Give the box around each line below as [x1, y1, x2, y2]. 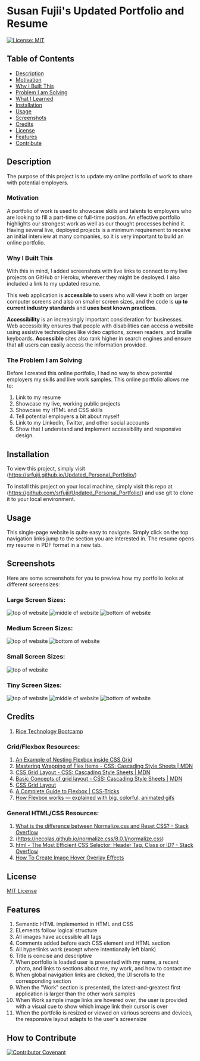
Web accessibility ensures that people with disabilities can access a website [7, 322, 194, 329]
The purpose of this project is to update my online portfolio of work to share [7, 172, 193, 180]
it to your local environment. [7, 496, 76, 503]
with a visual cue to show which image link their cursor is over [15, 1003, 168, 1010]
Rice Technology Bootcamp [15, 728, 83, 735]
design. [15, 432, 35, 439]
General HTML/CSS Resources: [7, 809, 99, 818]
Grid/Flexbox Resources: [7, 743, 80, 751]
